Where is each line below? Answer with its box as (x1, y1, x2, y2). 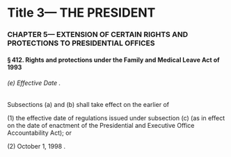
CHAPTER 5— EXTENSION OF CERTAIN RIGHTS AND (7, 30, 189, 40)
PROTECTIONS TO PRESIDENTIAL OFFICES (7, 38, 155, 48)
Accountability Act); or (7, 129, 72, 137)
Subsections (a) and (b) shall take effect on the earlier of (7, 100, 169, 108)
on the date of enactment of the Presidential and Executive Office (7, 121, 195, 129)
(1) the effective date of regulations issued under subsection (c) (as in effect (7, 113, 225, 122)
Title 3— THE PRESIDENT (7, 5, 156, 21)
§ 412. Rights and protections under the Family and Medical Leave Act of (7, 56, 221, 64)
